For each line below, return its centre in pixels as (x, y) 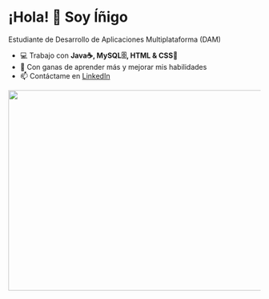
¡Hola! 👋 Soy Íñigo (68, 17)
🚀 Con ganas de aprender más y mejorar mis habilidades (113, 67)
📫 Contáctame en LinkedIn (65, 75)
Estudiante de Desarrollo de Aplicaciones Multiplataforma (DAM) (115, 39)
